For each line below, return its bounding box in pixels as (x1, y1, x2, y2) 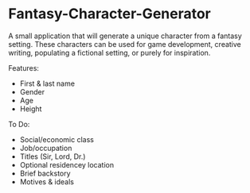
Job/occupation (19, 143, 72, 152)
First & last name (19, 79, 76, 88)
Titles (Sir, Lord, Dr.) (19, 152, 86, 161)
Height (19, 104, 42, 114)
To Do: (8, 119, 30, 129)
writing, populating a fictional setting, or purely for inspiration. (8, 48, 211, 57)
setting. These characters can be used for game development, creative (8, 39, 241, 48)
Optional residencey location (19, 160, 114, 169)
